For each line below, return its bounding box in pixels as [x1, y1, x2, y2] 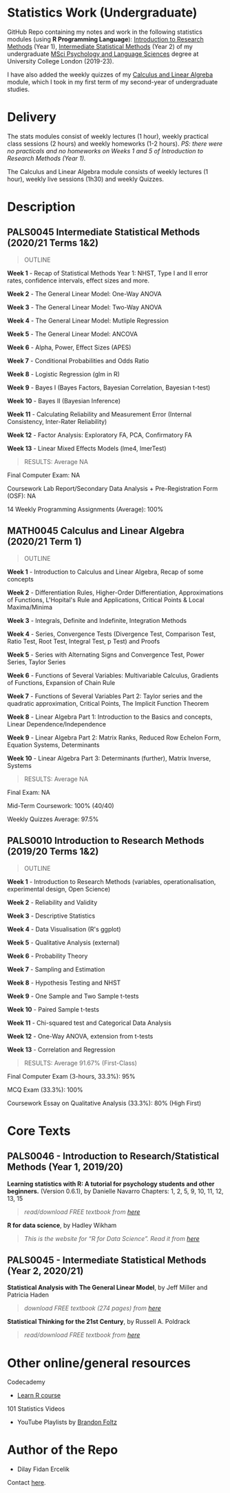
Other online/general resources [7, 1355, 191, 1371]
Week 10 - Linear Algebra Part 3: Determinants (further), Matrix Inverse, [7, 754, 211, 762]
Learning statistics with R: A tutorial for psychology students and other [7, 1179, 215, 1188]
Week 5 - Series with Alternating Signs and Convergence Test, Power [7, 651, 205, 659]
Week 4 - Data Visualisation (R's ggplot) [7, 925, 122, 933]
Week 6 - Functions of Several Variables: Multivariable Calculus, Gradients [7, 671, 219, 680]
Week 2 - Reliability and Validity [7, 898, 98, 906]
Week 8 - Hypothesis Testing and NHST [7, 979, 121, 987]
